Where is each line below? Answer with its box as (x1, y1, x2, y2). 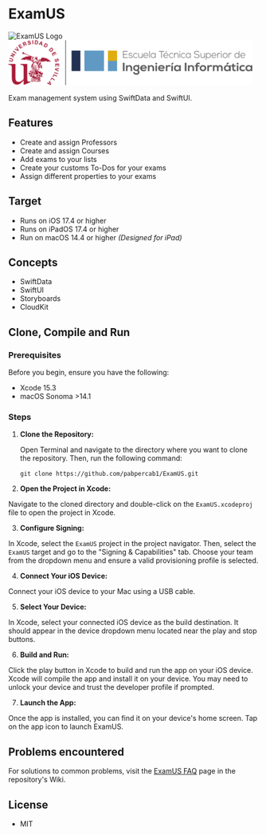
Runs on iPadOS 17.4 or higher (19, 224, 119, 234)
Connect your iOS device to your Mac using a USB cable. (8, 587, 196, 596)
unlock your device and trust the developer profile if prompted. (8, 683, 215, 692)
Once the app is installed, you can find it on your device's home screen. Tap (8, 714, 258, 723)
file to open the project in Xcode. (8, 508, 116, 517)
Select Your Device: (19, 602, 87, 611)
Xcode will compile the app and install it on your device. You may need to (8, 674, 248, 683)
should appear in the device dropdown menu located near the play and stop (8, 626, 257, 635)
